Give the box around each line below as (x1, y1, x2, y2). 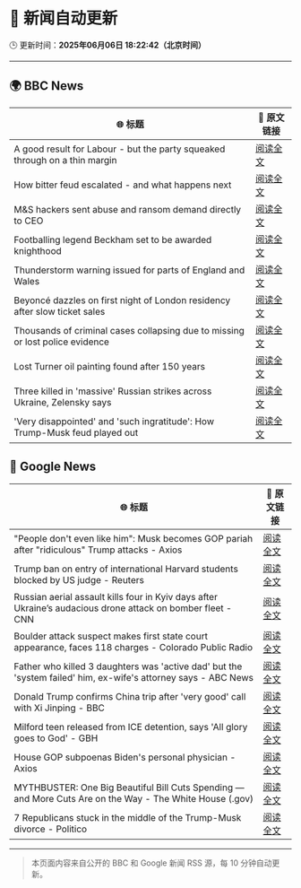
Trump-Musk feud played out (13, 426, 139, 439)
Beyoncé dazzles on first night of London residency (13, 293, 231, 306)
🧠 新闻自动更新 (9, 8, 118, 29)
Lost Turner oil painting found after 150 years (13, 360, 206, 372)
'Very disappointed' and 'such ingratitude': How (13, 414, 215, 427)
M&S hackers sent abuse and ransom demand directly (13, 203, 242, 215)
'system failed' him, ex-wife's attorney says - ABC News (13, 671, 254, 683)
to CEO (13, 214, 44, 227)
